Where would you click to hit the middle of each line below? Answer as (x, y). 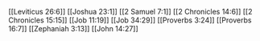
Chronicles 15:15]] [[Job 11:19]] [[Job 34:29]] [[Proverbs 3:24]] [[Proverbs (130, 20)
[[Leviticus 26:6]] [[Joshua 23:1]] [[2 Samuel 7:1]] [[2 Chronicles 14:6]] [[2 (130, 12)
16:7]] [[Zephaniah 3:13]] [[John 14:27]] (73, 29)
